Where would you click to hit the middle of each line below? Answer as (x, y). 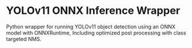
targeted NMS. (24, 39)
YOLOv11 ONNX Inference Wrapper (93, 11)
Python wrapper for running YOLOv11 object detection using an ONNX (91, 27)
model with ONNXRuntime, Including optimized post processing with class (96, 32)
